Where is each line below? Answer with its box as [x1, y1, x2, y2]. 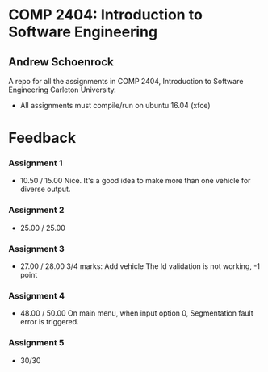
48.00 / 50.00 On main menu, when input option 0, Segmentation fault [19, 308, 254, 318]
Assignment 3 [8, 243, 65, 254]
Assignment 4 [8, 290, 65, 301]
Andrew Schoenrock [8, 55, 115, 69]
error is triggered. [19, 317, 79, 327]
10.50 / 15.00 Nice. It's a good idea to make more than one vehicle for [19, 176, 251, 186]
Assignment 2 [8, 204, 65, 215]
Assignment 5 [8, 337, 65, 349]
